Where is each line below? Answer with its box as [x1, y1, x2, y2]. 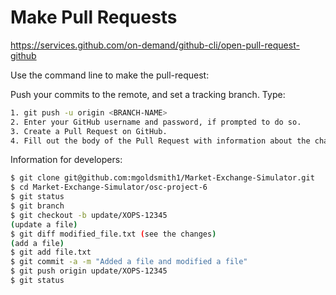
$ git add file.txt [10, 247, 92, 258]
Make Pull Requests [10, 6, 178, 29]
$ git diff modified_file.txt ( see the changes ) [10, 229, 217, 239]
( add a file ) [10, 238, 65, 248]
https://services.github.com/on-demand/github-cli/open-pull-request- [10, 39, 300, 51]
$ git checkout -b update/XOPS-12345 [10, 210, 168, 220]
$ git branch [10, 201, 65, 211]
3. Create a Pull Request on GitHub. [10, 126, 168, 136]
